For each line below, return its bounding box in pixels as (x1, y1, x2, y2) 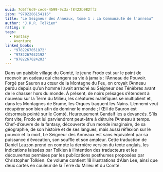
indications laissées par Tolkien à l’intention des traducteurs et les (5, 147, 137, 153)
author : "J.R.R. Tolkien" (5, 20, 57, 26)
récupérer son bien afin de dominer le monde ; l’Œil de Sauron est (5, 106, 137, 112)
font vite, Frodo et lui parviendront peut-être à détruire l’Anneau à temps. (5, 116, 151, 122)
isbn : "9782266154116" (5, 12, 51, 16)
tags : (5, 30, 16, 34)
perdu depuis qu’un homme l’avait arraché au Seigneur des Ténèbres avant (5, 85, 156, 91)
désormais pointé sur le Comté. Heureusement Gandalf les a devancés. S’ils (5, 111, 157, 117)
